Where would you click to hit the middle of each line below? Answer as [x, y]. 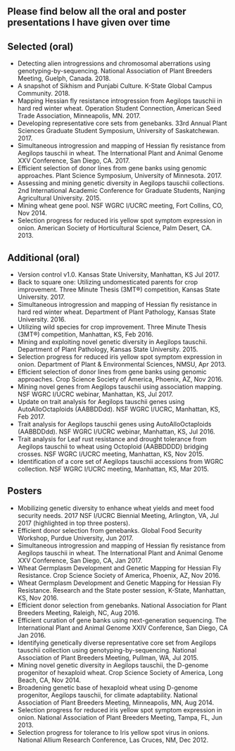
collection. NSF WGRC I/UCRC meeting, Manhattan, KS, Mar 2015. [113, 469]
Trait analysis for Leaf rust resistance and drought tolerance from [112, 439]
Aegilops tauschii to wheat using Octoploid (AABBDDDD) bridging [113, 447]
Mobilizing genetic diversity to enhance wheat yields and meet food [116, 508]
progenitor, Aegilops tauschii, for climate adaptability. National [108, 695]
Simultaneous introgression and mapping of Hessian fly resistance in [117, 305]
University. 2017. [41, 297]
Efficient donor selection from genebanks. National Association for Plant [122, 605]
